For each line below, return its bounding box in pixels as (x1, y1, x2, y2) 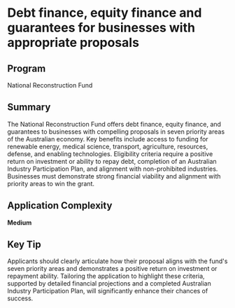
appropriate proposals (7, 35, 140, 50)
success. (7, 294, 34, 302)
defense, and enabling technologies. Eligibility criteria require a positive (7, 149, 213, 158)
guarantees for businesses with (7, 20, 196, 36)
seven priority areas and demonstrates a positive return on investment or (7, 265, 218, 273)
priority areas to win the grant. (7, 179, 95, 188)
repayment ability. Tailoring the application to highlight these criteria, (7, 272, 205, 281)
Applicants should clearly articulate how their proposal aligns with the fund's (7, 257, 228, 265)
